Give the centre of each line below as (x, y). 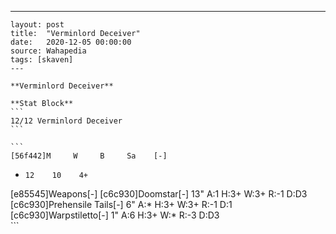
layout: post (37, 25)
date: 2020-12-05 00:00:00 (71, 42)
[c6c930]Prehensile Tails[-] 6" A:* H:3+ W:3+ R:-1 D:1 (121, 204)
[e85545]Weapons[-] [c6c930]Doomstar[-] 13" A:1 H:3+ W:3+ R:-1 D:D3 (159, 194)
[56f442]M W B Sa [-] (89, 156)
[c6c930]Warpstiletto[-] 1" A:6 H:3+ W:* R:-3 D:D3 (115, 215)
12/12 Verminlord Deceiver (66, 121)
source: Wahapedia (48, 51)
